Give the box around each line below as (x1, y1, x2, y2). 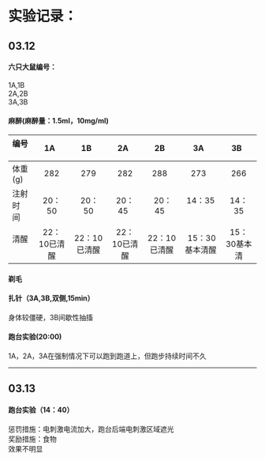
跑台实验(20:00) (8, 332, 62, 342)
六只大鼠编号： (8, 62, 57, 72)
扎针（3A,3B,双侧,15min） (8, 293, 95, 303)
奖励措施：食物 (8, 434, 57, 444)
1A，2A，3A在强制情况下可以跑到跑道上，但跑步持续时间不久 (8, 351, 207, 361)
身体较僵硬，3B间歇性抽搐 (8, 312, 93, 322)
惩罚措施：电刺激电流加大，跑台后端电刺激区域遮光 (8, 424, 174, 433)
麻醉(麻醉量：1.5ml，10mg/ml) (8, 116, 109, 126)
